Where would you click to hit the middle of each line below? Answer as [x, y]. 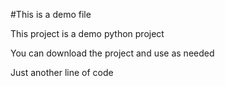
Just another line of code [62, 72]
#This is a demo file [51, 14]
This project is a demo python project [87, 33]
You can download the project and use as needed [112, 53]
